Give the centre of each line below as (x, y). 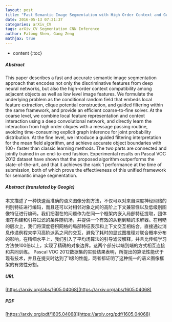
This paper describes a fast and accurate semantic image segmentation (81, 78)
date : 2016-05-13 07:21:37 (34, 19)
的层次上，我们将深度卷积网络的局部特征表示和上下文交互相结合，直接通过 (84, 226)
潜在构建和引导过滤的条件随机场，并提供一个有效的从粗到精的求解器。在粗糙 (86, 220)
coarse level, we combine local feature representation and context (75, 116)
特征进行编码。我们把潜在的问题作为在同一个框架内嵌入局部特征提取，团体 (88, 213)
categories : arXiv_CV (28, 24)
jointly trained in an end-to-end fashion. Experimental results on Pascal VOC (86, 153)
